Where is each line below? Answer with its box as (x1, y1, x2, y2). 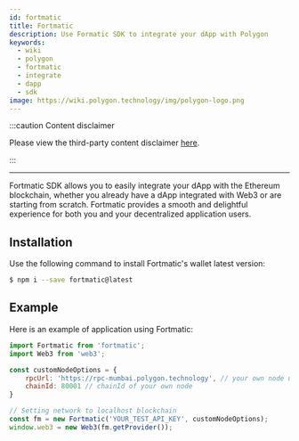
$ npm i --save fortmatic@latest (9, 275, 133, 285)
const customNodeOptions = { (9, 365, 117, 374)
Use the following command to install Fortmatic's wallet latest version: (9, 258, 265, 269)
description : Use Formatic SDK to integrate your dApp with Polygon (9, 29, 269, 38)
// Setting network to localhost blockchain (9, 406, 177, 415)
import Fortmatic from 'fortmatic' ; (9, 340, 145, 350)
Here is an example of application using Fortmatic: (9, 323, 194, 334)
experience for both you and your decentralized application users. (9, 208, 252, 219)
